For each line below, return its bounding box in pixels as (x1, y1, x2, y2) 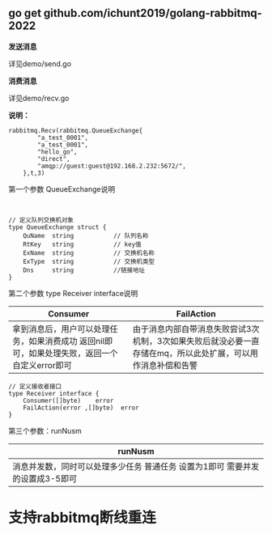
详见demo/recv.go (8, 93, 70, 103)
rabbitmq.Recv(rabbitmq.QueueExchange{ (8, 126, 143, 134)
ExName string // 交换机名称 (23, 248, 155, 257)
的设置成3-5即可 (12, 473, 78, 484)
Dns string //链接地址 (23, 266, 146, 274)
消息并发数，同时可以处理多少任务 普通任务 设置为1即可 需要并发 (12, 460, 260, 472)
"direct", (37, 155, 70, 163)
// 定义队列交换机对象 (8, 216, 74, 224)
